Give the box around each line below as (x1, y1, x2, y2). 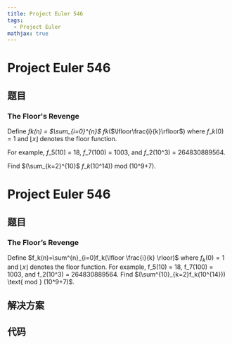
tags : (7, 17, 23, 24)
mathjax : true (7, 29, 49, 37)
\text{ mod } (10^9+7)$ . (7, 277, 75, 286)
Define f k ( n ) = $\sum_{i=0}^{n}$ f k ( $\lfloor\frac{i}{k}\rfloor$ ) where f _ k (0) (7, 127, 224, 135)
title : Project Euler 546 (7, 10, 83, 18)
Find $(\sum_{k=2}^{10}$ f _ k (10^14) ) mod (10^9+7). (7, 162, 156, 171)
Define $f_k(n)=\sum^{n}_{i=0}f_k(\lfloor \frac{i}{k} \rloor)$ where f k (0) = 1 (7, 253, 225, 263)
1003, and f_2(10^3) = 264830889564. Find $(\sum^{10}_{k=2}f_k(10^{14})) (7, 270, 226, 278)
